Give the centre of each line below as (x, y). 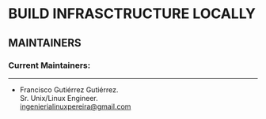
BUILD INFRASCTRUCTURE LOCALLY (132, 14)
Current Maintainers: (49, 65)
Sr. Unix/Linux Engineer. (59, 98)
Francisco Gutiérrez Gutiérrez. (69, 89)
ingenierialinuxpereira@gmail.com (75, 106)
